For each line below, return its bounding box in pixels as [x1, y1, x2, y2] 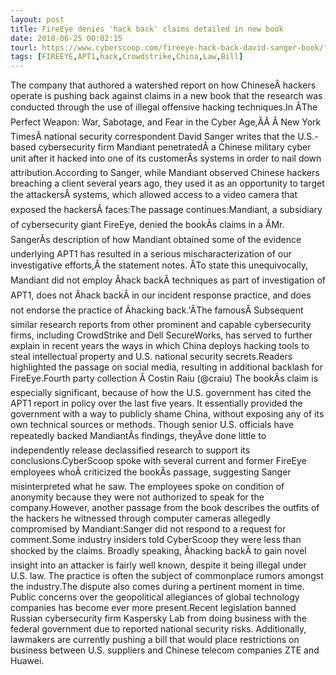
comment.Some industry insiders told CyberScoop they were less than [10, 534, 302, 546]
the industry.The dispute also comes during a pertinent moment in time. [10, 581, 305, 593]
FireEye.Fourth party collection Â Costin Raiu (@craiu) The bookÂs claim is [10, 372, 319, 385]
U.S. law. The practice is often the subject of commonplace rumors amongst [10, 570, 324, 582]
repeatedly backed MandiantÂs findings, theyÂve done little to [10, 430, 267, 442]
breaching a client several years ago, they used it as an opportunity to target [10, 177, 325, 190]
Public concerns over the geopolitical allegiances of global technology [10, 591, 300, 603]
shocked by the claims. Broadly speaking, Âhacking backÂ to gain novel [10, 545, 307, 557]
